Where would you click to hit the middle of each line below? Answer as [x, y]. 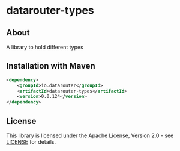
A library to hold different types [45, 47]
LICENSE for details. [31, 142]
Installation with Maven [51, 66]
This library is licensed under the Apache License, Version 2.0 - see [90, 135]
